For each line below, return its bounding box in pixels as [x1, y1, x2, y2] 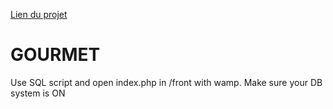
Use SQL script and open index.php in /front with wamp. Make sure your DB [10, 76, 323, 88]
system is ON [10, 87, 66, 99]
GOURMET [10, 44, 101, 66]
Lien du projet [10, 9, 68, 20]
